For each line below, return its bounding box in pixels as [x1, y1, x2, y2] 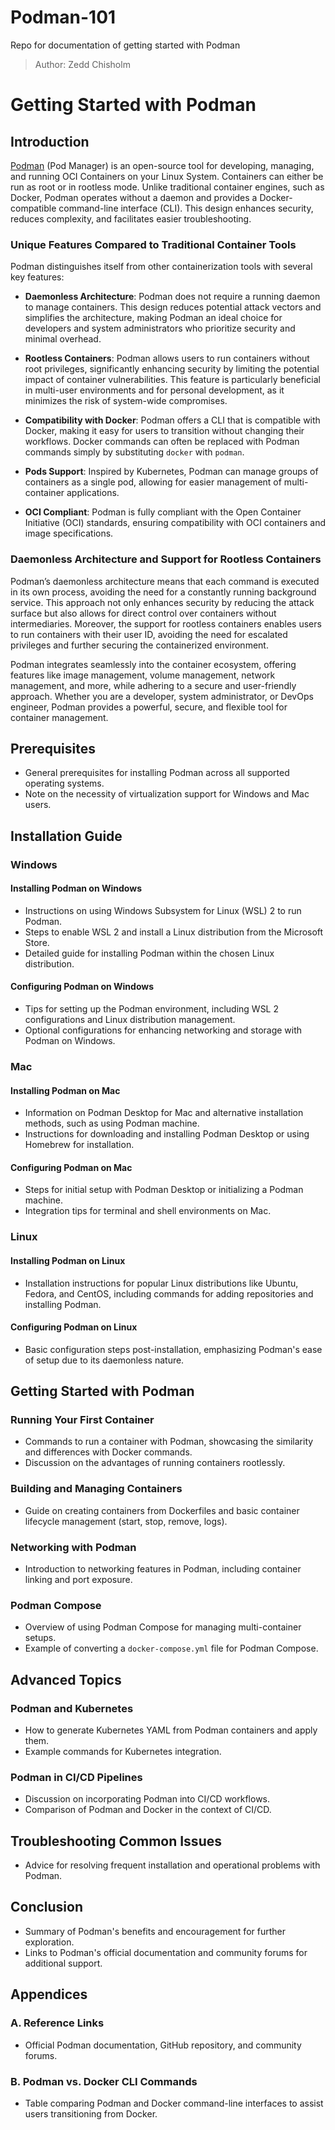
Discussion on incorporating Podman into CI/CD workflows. [24, 1793, 271, 1805]
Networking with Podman [10, 1540, 137, 1554]
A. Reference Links [10, 2016, 105, 2030]
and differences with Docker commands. [24, 1446, 193, 1458]
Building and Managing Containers [10, 1482, 183, 1496]
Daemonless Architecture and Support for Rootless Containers [10, 552, 322, 566]
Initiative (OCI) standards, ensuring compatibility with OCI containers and [24, 517, 327, 529]
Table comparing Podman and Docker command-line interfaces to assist [24, 2097, 324, 2109]
